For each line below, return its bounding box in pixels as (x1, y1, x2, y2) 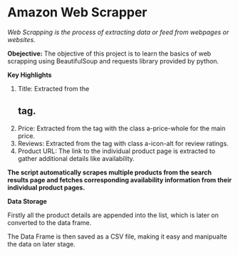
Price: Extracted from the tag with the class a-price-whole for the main (17, 124, 226, 132)
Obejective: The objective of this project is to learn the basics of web (7, 49, 212, 58)
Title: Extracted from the (17, 84, 90, 93)
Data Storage (7, 197, 48, 205)
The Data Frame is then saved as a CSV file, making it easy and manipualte (7, 232, 227, 241)
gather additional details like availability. (17, 154, 135, 162)
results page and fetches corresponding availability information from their (7, 175, 232, 184)
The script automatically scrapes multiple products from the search (7, 168, 212, 177)
